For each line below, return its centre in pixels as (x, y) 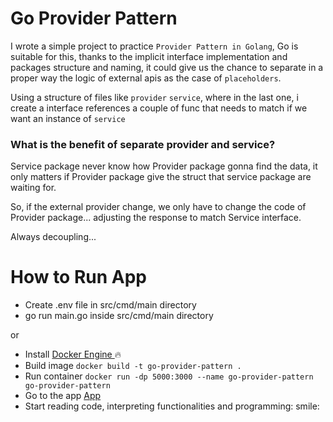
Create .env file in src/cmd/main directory (110, 305)
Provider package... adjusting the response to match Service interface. (156, 218)
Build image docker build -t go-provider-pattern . (133, 366)
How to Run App (79, 277)
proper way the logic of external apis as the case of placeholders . (146, 78)
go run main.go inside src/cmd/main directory (119, 316)
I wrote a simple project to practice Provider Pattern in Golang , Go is (154, 46)
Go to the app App (63, 396)
